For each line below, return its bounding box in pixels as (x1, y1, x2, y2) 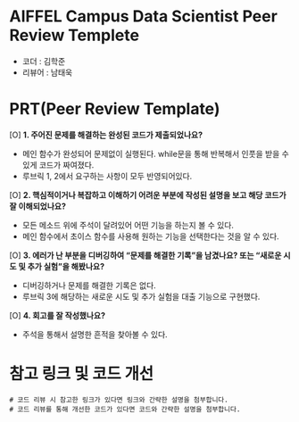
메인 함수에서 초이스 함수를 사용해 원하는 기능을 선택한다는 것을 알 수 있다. (21, 230, 279, 242)
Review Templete (9, 25, 140, 46)
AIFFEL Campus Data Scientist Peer (9, 6, 278, 27)
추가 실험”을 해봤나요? (27, 261, 105, 271)
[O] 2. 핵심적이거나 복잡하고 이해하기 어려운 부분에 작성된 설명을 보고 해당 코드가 (9, 189, 287, 200)
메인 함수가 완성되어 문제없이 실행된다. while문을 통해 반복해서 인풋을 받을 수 (21, 148, 290, 159)
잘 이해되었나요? (9, 201, 67, 211)
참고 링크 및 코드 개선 (9, 364, 154, 385)
